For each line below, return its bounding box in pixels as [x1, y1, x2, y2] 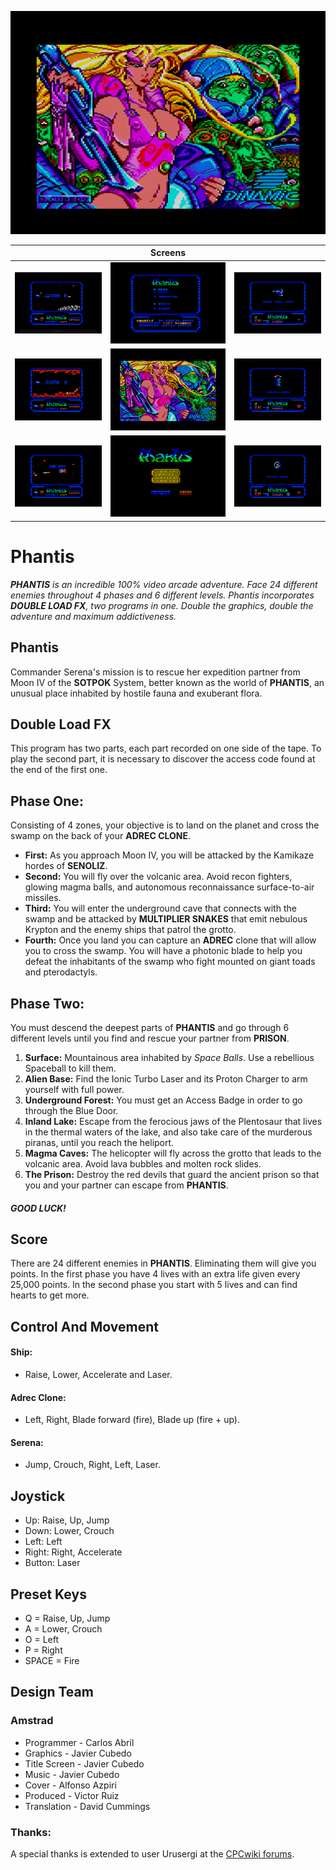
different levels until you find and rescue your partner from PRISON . [10, 1032, 290, 1044]
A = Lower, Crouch [24, 1623, 103, 1635]
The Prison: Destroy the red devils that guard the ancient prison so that [24, 1168, 320, 1180]
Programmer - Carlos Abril [24, 1736, 135, 1748]
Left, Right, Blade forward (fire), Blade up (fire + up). [24, 1414, 240, 1426]
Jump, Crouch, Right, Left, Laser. [24, 1459, 161, 1471]
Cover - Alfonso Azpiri [24, 1779, 117, 1791]
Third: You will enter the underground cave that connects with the [24, 902, 297, 915]
